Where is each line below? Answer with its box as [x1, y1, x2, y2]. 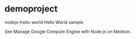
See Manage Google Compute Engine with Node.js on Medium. [4, 28, 132, 34]
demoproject [4, 3, 58, 14]
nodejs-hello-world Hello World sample [4, 19, 83, 25]
